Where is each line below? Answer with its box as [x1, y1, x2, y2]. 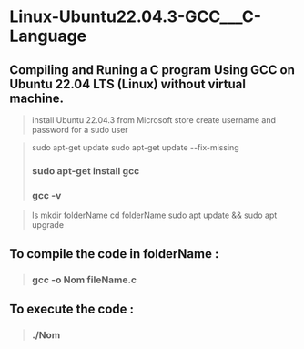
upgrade [31, 220, 65, 231]
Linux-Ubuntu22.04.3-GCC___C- [9, 6, 262, 27]
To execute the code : [9, 301, 135, 316]
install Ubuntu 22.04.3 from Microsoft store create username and [31, 115, 276, 125]
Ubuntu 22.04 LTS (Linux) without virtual [9, 76, 246, 92]
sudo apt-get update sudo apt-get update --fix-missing [31, 142, 239, 152]
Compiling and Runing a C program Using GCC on [9, 62, 296, 77]
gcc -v [31, 189, 62, 201]
